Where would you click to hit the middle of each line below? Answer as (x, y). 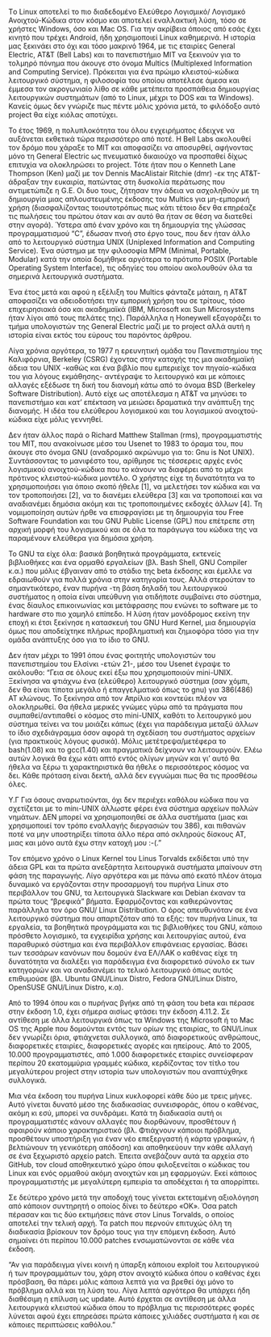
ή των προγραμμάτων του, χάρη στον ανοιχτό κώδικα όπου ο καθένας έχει (134, 1273)
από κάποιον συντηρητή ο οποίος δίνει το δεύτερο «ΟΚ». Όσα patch (123, 1206)
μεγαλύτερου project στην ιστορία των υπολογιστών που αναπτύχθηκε (128, 1071)
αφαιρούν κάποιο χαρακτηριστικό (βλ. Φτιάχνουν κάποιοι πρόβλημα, (125, 1130)
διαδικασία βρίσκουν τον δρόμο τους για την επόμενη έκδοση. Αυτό (122, 1232)
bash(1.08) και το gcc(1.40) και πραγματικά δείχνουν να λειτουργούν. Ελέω (135, 750)
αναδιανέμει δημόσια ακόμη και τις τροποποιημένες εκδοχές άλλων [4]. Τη (135, 504)
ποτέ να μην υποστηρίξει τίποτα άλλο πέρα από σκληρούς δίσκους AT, (127, 834)
